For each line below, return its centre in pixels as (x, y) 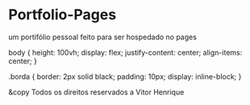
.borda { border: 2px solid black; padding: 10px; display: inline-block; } (125, 76)
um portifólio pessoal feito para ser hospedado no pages (103, 37)
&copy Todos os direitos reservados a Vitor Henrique (96, 92)
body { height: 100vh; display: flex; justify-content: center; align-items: (125, 52)
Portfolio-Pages (62, 15)
